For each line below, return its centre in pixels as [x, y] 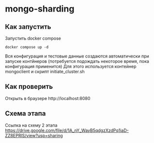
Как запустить [28, 27]
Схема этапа [25, 114]
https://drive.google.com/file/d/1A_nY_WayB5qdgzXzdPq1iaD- [67, 130]
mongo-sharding [40, 9]
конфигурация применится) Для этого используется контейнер [71, 66]
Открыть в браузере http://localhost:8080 [48, 98]
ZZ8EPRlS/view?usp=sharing [34, 135]
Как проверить [29, 87]
